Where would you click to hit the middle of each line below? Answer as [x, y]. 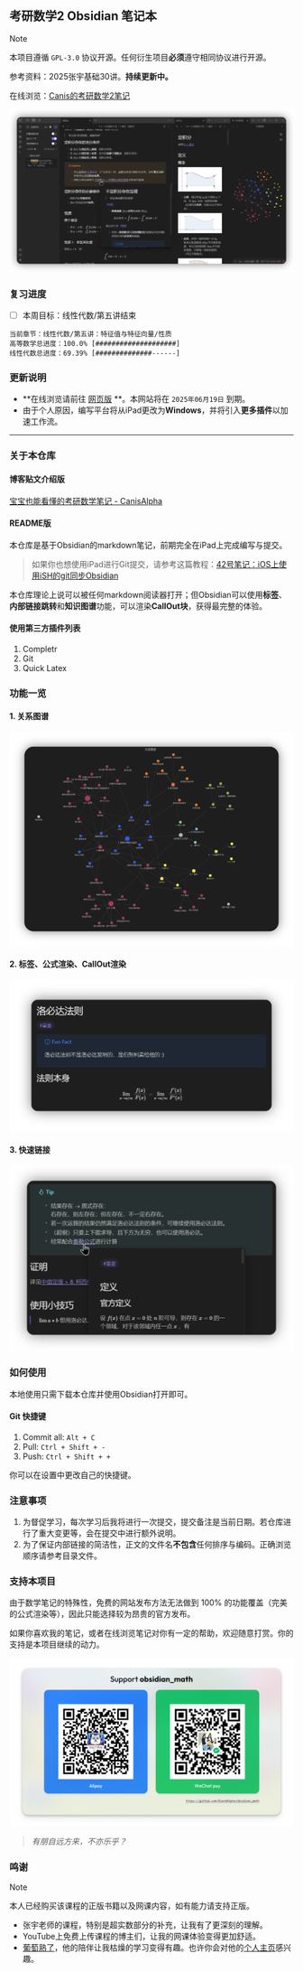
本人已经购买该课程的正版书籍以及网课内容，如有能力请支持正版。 [132, 1906]
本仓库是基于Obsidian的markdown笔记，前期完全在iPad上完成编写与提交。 [148, 545]
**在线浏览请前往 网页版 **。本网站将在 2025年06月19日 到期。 [136, 399]
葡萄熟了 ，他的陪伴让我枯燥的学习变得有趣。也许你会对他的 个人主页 [149, 1948]
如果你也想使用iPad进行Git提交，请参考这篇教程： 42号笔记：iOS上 [155, 564]
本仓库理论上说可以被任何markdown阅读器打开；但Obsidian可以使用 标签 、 [148, 594]
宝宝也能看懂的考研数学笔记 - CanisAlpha [86, 500]
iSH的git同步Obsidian [79, 575]
